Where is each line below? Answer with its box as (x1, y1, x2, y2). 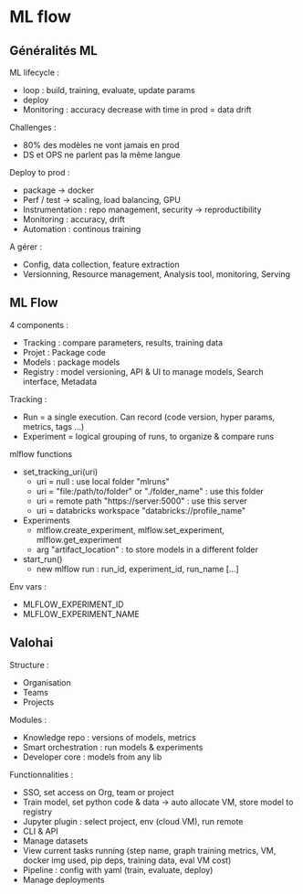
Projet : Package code (22, 346, 107, 357)
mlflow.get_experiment (36, 534, 122, 545)
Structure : (9, 659, 50, 670)
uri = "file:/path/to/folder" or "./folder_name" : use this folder (36, 485, 265, 496)
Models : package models (22, 357, 120, 367)
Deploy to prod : (9, 167, 70, 177)
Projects (22, 697, 55, 708)
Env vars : (9, 580, 47, 591)
